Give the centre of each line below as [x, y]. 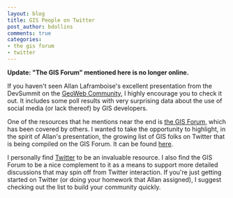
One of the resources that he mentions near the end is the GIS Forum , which [117, 121]
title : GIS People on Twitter [51, 20]
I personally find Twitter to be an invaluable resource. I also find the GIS [110, 157]
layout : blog [26, 14]
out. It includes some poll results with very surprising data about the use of [115, 100]
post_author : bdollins [40, 26]
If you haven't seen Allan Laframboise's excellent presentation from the [110, 86]
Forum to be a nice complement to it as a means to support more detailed [113, 165]
